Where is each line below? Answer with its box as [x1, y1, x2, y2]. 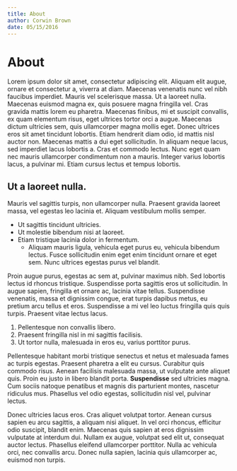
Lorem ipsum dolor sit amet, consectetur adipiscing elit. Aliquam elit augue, [7, 77, 227, 86]
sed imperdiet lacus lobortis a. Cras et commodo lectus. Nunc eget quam [7, 145, 221, 153]
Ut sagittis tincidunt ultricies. [17, 221, 101, 229]
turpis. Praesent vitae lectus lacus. [7, 309, 108, 318]
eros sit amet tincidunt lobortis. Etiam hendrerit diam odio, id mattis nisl [7, 130, 214, 139]
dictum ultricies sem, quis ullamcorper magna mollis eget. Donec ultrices [7, 122, 220, 131]
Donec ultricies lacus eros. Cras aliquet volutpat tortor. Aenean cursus [7, 411, 212, 419]
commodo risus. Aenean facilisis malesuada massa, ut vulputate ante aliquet [7, 367, 231, 376]
